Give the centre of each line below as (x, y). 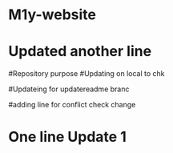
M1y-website (52, 15)
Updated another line (80, 52)
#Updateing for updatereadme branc (69, 89)
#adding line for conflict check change (72, 105)
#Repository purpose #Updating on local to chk (87, 74)
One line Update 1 (67, 137)
